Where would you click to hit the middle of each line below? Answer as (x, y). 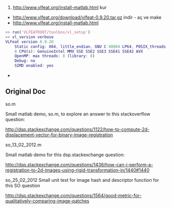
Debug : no (25, 61)
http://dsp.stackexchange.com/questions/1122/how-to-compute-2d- (78, 129)
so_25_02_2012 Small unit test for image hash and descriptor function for (82, 180)
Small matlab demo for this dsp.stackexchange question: (65, 155)
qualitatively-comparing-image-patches (47, 201)
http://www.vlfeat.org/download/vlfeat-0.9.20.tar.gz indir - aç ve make (87, 17)
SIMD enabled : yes (34, 66)
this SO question (23, 185)
